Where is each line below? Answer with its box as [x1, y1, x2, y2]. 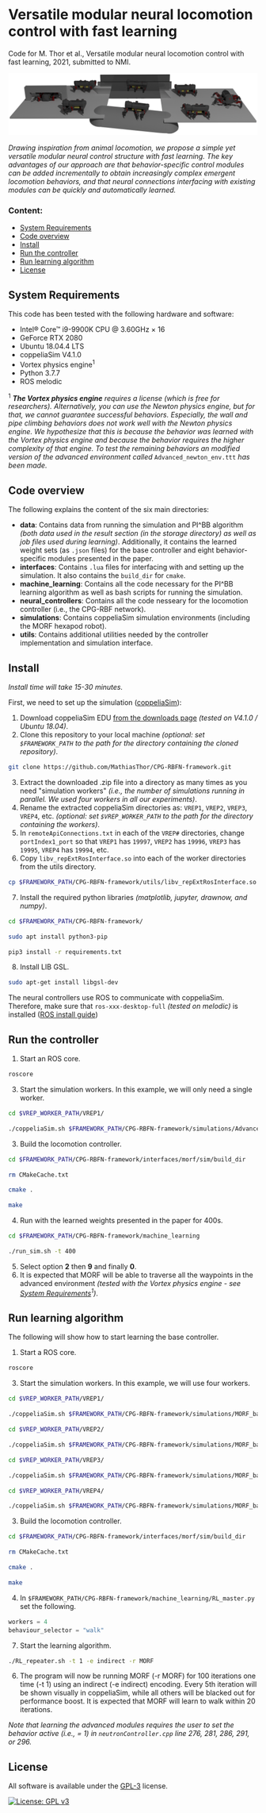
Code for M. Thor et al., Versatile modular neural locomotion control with [8, 48, 245, 58]
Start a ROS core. [19, 1348, 77, 1357]
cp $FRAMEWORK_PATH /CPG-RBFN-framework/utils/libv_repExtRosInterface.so [8, 878, 257, 886]
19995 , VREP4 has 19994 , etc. [19, 845, 109, 854]
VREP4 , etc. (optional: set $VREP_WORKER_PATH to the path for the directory [19, 811, 253, 821]
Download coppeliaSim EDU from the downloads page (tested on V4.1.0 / [19, 713, 258, 722]
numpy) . [19, 901, 47, 910]
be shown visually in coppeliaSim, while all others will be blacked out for [19, 1688, 256, 1698]
